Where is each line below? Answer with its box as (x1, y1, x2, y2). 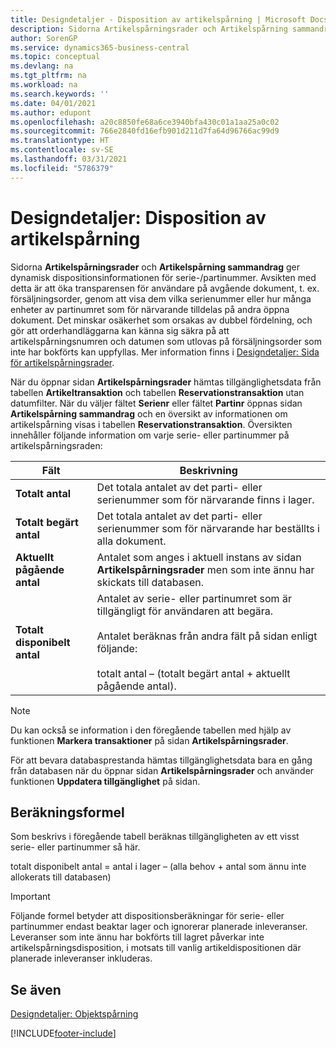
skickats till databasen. (96, 575, 205, 589)
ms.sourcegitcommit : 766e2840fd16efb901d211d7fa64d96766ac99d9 (10, 126, 280, 136)
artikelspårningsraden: (10, 439, 103, 451)
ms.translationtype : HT (10, 136, 110, 146)
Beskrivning (179, 463, 238, 477)
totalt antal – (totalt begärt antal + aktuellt (96, 666, 291, 680)
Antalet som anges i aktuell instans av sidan (96, 550, 302, 564)
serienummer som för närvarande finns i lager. (96, 492, 315, 506)
